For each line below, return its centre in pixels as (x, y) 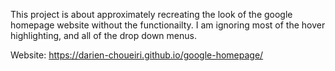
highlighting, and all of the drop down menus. (103, 35)
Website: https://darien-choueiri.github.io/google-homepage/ (137, 55)
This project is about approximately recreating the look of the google (151, 14)
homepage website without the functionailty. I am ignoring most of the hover (168, 25)
